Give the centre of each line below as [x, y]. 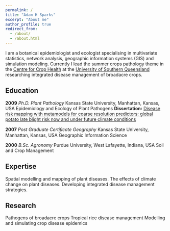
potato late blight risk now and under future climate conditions [71, 119]
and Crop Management [30, 150]
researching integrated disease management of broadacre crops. [74, 74]
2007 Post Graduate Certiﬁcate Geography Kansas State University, [77, 129]
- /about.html [25, 39]
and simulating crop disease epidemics [46, 223]
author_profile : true [28, 24]
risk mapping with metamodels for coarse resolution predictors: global [79, 114]
